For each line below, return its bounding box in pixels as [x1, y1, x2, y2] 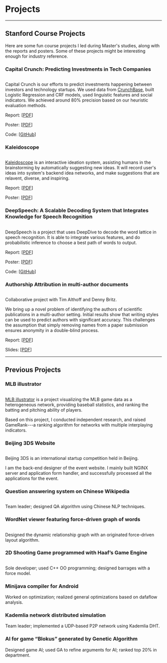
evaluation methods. [5, 103, 47, 109]
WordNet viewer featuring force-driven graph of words [5, 516, 141, 523]
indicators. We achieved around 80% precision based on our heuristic [5, 97, 149, 103]
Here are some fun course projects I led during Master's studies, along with [5, 42, 160, 48]
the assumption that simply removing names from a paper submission [5, 322, 148, 328]
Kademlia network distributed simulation [5, 612, 106, 619]
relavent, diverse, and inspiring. [5, 175, 70, 181]
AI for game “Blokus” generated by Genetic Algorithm [5, 636, 138, 643]
